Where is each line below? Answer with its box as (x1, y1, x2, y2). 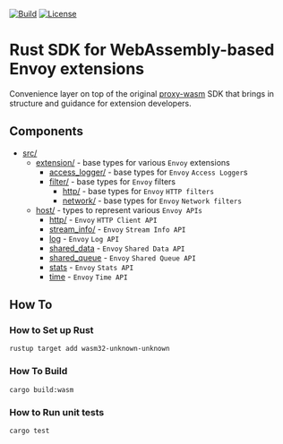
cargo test (9, 426, 50, 436)
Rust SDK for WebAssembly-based (9, 40, 275, 60)
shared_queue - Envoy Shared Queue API (48, 252, 197, 263)
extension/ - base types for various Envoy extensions (35, 157, 230, 167)
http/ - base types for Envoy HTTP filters (62, 185, 215, 196)
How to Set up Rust (9, 324, 94, 337)
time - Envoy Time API (48, 271, 128, 282)
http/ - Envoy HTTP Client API (48, 214, 158, 225)
